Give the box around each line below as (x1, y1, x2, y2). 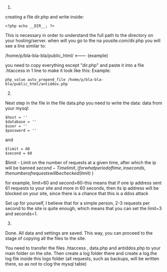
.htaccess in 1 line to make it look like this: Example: (5, 67, 111, 73)
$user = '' (5, 124, 28, 129)
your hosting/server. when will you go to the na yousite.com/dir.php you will (5, 37, 161, 43)
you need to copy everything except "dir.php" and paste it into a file (5, 62, 145, 68)
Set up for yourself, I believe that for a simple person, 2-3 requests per (5, 200, 150, 206)
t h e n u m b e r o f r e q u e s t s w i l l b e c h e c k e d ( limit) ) (5, 170, 94, 176)
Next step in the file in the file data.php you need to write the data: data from (5, 100, 163, 106)
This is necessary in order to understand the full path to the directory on (5, 32, 154, 38)
